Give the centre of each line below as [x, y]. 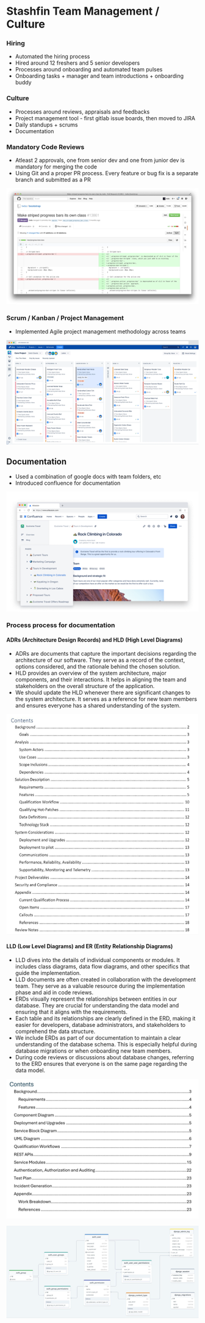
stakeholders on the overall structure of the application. [85, 686]
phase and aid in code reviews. [54, 992]
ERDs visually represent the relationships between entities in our [96, 999]
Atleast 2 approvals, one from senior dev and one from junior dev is [100, 161]
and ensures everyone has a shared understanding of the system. [98, 705]
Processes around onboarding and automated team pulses [89, 70]
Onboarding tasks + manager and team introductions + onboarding [99, 76]
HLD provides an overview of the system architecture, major [91, 673]
